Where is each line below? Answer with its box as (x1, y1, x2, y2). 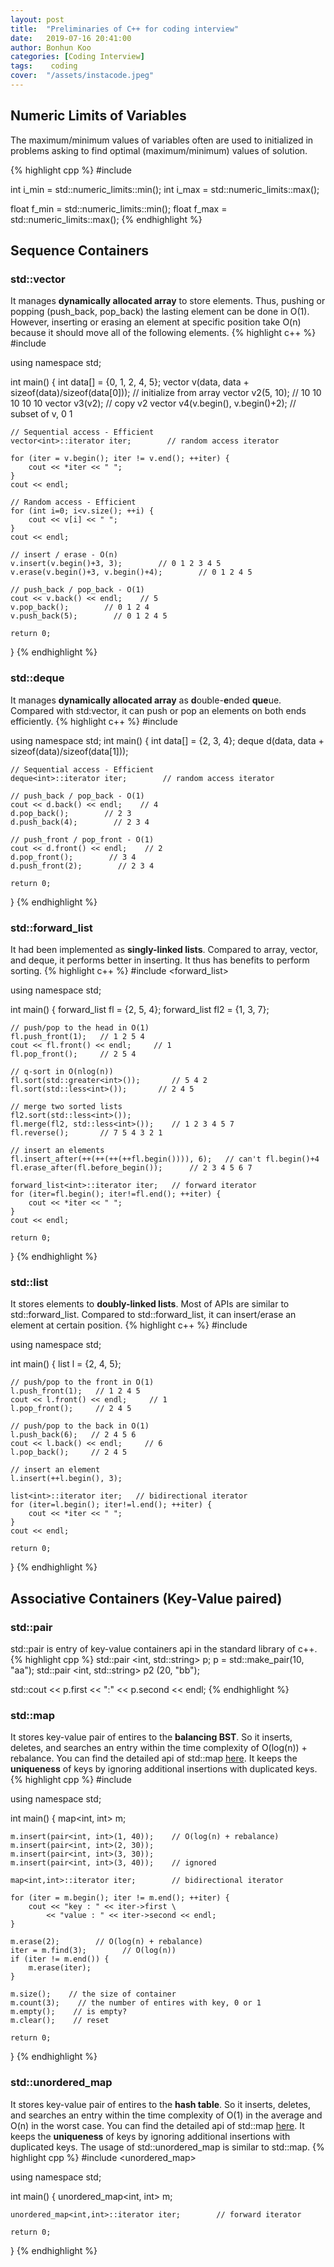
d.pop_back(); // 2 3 (10, 808, 132, 818)
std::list (10, 1275, 49, 1289)
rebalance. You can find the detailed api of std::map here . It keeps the (10, 1752, 298, 1765)
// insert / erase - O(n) (10, 550, 118, 560)
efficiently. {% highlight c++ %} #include (10, 715, 178, 727)
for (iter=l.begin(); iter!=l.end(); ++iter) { (10, 1500, 213, 1510)
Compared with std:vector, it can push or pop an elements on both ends (10, 704, 307, 716)
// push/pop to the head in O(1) (10, 1022, 150, 1033)
